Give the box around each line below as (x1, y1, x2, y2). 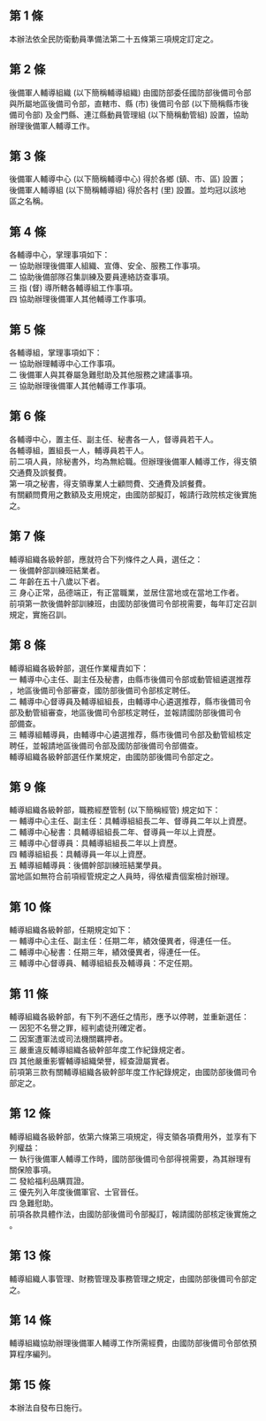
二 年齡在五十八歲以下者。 (9, 576, 104, 587)
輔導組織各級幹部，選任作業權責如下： (9, 663, 148, 673)
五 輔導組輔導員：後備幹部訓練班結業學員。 (9, 860, 166, 871)
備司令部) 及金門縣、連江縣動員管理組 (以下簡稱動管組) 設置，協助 (9, 109, 249, 119)
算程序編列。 (9, 1348, 56, 1360)
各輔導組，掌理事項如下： (9, 348, 103, 358)
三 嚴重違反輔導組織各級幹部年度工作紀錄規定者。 (9, 1044, 190, 1055)
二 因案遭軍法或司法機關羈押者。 (9, 1033, 128, 1044)
